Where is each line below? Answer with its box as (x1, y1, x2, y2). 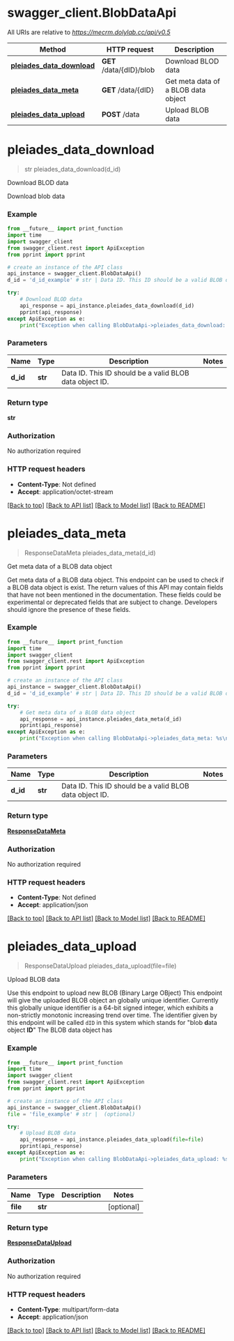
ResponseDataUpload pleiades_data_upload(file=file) (24, 961, 177, 971)
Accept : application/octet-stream (17, 487, 114, 496)
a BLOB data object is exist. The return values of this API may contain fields (7, 583, 224, 591)
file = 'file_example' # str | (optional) (7, 1111, 136, 1118)
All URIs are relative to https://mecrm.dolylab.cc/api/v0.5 (7, 28, 171, 36)
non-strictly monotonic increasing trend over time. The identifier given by (7, 1011, 218, 1019)
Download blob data (7, 192, 65, 200)
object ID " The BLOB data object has (7, 1026, 113, 1034)
